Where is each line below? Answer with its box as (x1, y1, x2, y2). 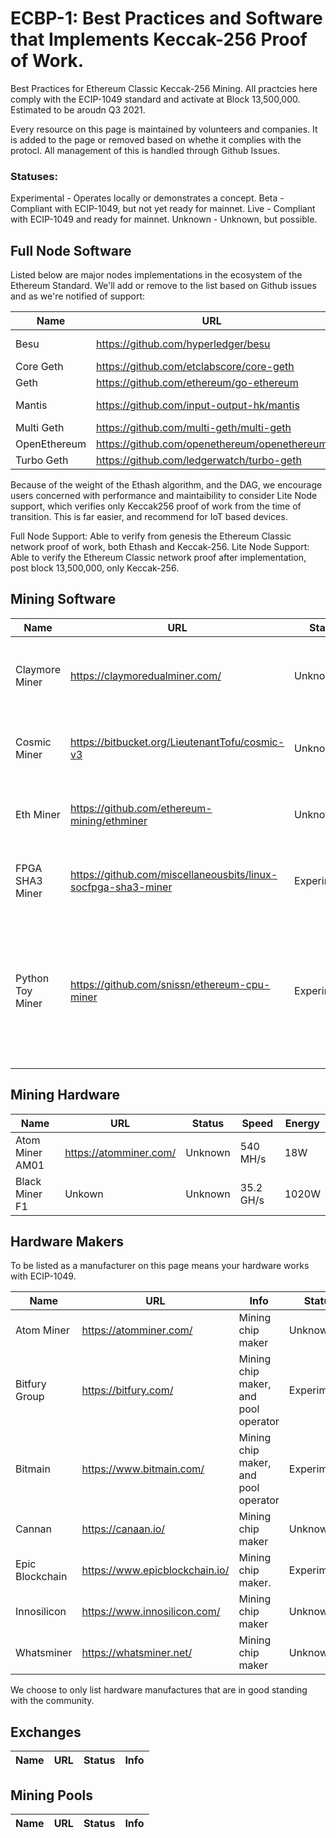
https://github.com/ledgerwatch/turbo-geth (96, 453, 302, 467)
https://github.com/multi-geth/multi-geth (96, 421, 292, 435)
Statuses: (10, 169, 58, 183)
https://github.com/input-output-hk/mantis (96, 398, 300, 412)
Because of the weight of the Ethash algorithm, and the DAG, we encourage (10, 479, 323, 491)
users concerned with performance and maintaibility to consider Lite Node (10, 490, 318, 502)
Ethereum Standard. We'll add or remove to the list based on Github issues (10, 280, 317, 292)
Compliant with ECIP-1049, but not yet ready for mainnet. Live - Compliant (10, 203, 316, 215)
